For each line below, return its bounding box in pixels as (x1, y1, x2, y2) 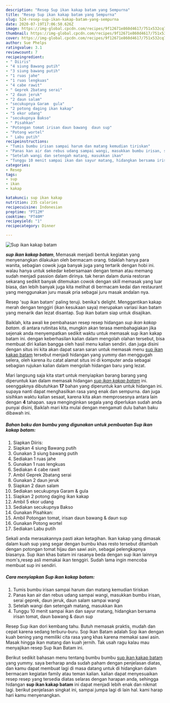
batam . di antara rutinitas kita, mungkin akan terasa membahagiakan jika (6, 325, 157, 331)
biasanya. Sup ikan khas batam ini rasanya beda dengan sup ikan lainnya (6, 551, 157, 557)
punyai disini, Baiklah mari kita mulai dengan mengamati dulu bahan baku (6, 405, 158, 410)
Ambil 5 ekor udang (13, 499, 54, 505)
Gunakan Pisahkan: (13, 509, 53, 515)
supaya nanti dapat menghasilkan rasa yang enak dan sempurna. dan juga (6, 388, 160, 394)
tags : (6, 172, 17, 177)
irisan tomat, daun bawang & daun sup (13, 613, 93, 620)
